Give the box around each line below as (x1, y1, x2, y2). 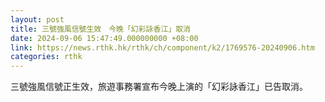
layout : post (10, 14, 65, 25)
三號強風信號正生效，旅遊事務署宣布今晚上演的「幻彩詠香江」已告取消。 (10, 81, 308, 93)
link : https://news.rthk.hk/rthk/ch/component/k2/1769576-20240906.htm (10, 42, 315, 53)
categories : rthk (10, 52, 83, 62)
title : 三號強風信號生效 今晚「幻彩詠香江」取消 (10, 24, 191, 34)
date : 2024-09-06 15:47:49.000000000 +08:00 (10, 33, 199, 43)
